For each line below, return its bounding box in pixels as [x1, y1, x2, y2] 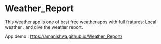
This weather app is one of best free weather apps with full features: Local [5, 19, 157, 25]
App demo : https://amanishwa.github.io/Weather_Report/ [5, 33, 123, 39]
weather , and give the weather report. [5, 24, 83, 29]
